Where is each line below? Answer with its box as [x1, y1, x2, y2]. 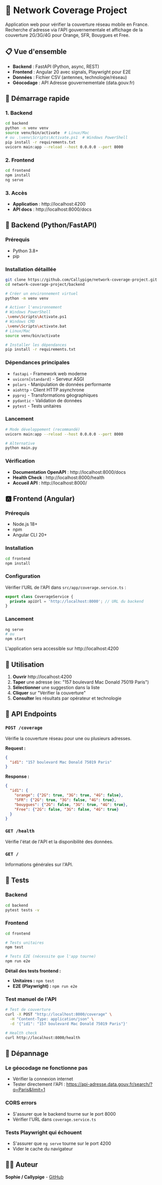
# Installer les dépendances [5, 342, 67, 348]
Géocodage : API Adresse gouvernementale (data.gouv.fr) [12, 80, 135, 86]
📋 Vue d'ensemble [5, 48, 67, 56]
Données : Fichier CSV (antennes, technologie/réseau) [12, 74, 128, 80]
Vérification [5, 457, 35, 465]
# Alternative [5, 441, 35, 446]
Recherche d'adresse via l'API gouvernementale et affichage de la [5, 26, 143, 32]
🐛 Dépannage [5, 1049, 49, 1058]
